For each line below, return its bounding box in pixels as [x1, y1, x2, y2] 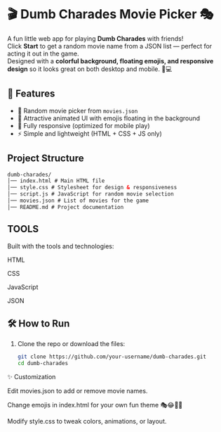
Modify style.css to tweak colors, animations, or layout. [7, 417, 167, 426]
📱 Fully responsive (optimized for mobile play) [17, 121, 150, 129]
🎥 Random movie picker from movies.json [17, 106, 138, 115]
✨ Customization [7, 373, 56, 381]
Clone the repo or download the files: [17, 340, 126, 348]
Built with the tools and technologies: [7, 241, 114, 250]
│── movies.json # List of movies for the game [7, 197, 149, 205]
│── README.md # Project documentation [7, 203, 124, 210]
